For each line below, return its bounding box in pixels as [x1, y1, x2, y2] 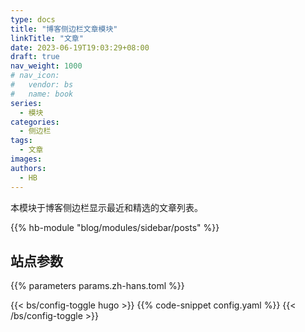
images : [10, 154, 43, 164]
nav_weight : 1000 [10, 61, 83, 71]
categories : [10, 117, 60, 127]
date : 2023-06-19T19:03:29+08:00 [10, 42, 150, 53]
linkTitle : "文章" [10, 33, 84, 43]
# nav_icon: [10, 71, 60, 81]
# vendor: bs [10, 80, 74, 90]
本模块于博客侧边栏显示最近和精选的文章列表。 [10, 201, 203, 213]
